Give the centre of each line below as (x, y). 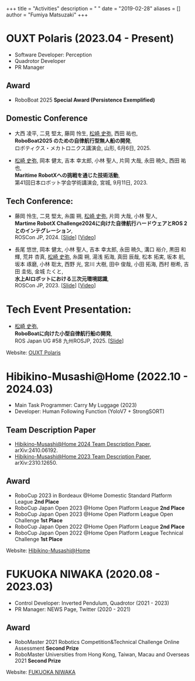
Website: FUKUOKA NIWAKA (41, 672)
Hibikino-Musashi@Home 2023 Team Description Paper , (83, 457)
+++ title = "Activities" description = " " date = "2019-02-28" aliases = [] (93, 9)
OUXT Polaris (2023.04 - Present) (90, 38)
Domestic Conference (47, 118)
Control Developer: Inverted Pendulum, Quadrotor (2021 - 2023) (92, 603)
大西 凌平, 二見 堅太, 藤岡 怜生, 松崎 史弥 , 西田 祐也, (76, 133)
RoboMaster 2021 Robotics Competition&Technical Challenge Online (97, 642)
